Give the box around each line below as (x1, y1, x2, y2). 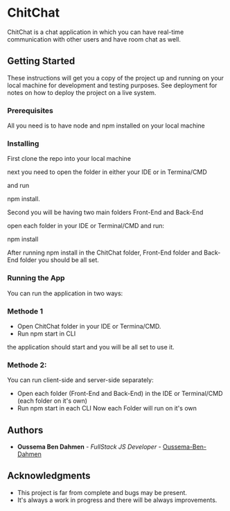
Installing (7, 139, 39, 148)
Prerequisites (7, 105, 53, 115)
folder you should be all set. (19, 256, 99, 264)
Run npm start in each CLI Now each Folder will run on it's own (17, 404, 197, 413)
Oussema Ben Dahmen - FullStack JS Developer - (17, 442, 161, 451)
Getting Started (7, 55, 76, 67)
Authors (7, 424, 44, 436)
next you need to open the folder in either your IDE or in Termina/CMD (7, 168, 208, 176)
